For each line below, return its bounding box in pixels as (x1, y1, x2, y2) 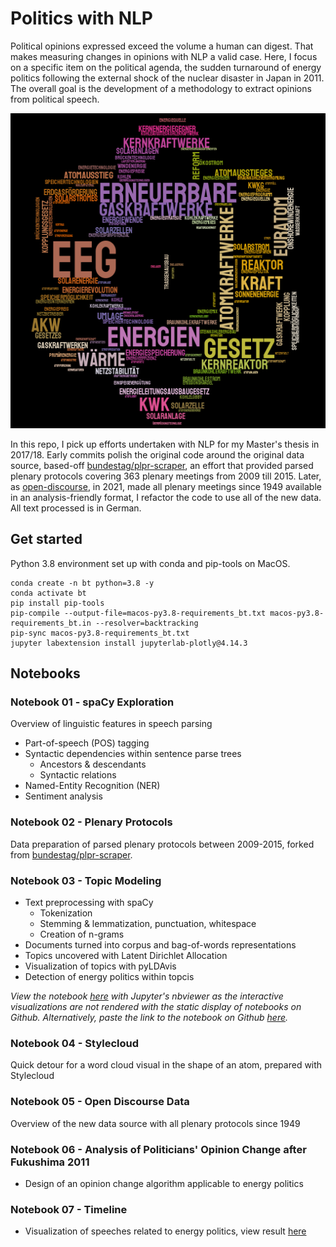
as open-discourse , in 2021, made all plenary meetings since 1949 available (10, 480, 322, 492)
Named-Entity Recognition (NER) (24, 780, 161, 792)
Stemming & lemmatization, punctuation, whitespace (39, 918, 257, 930)
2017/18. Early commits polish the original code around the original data (10, 448, 305, 461)
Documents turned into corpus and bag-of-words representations (24, 939, 297, 951)
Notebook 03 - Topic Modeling (10, 873, 162, 887)
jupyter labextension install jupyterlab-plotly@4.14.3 (10, 638, 248, 648)
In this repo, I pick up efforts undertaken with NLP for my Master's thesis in (10, 438, 320, 450)
